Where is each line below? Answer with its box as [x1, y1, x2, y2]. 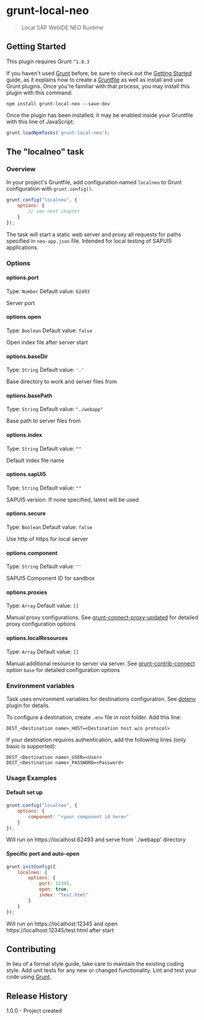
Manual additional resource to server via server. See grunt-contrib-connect [6, 660, 195, 667]
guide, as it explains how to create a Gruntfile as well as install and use [6, 76, 184, 83]
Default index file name [6, 457, 65, 464]
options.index [6, 431, 43, 439]
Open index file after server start [6, 339, 88, 346]
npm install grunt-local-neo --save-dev [6, 101, 111, 107]
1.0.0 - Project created [6, 1007, 62, 1015]
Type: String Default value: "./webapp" [6, 405, 104, 413]
